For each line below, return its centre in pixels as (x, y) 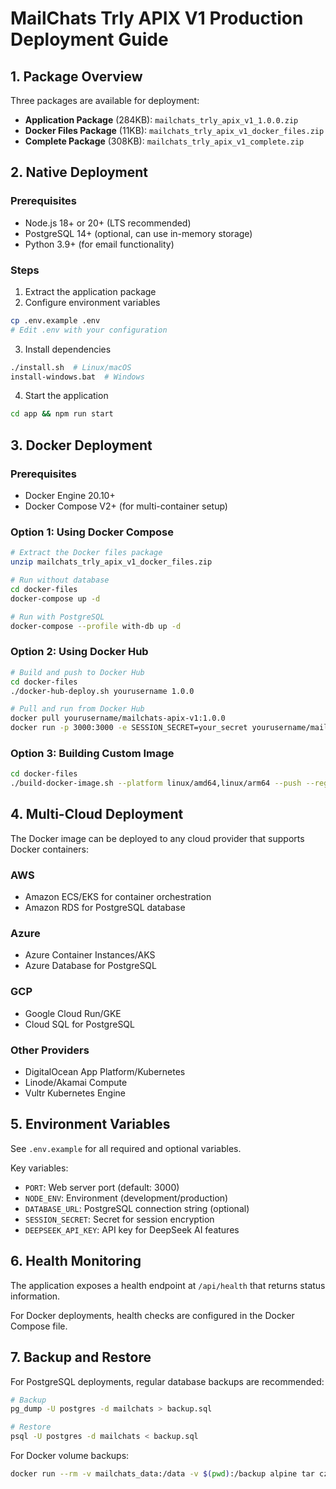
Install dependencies (68, 349)
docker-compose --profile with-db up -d (96, 626)
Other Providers (50, 1050)
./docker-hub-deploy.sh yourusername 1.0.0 (102, 691)
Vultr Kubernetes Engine (75, 1093)
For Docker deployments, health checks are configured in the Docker (152, 1315)
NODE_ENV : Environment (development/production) (126, 1198)
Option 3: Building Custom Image (92, 753)
